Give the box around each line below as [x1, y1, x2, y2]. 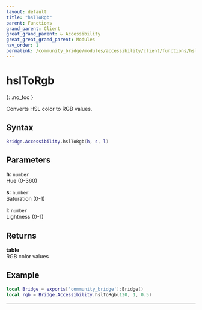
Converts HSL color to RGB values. [6, 105, 93, 112]
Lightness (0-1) [6, 213, 44, 221]
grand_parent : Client [6, 25, 61, 32]
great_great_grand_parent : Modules [6, 37, 96, 43]
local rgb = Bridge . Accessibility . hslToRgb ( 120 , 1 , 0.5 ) [6, 291, 152, 297]
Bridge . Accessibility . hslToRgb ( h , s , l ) [6, 139, 109, 145]
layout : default [6, 8, 47, 15]
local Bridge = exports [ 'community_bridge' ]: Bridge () [6, 286, 144, 292]
